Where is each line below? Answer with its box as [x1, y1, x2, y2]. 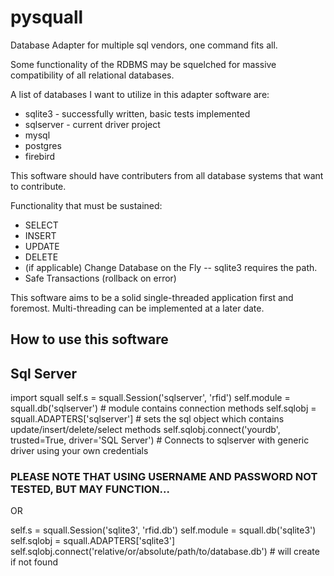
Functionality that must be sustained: [10, 199, 163, 211]
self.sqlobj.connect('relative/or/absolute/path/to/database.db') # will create [10, 546, 320, 558]
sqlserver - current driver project [24, 118, 161, 130]
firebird [24, 150, 56, 162]
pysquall [10, 6, 84, 29]
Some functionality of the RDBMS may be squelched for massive [10, 58, 277, 70]
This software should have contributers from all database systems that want [10, 169, 324, 181]
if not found [10, 556, 58, 568]
